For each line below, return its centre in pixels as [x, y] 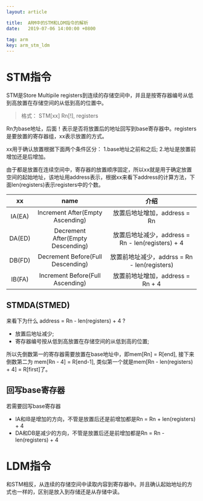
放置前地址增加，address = [151, 275]
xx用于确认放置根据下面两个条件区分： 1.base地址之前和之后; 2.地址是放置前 [101, 149]
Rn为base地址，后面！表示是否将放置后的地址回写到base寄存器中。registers [101, 129]
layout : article [27, 12]
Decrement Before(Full [70, 257]
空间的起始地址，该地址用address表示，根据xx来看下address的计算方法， [98, 177]
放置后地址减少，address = [151, 235]
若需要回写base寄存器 [34, 406]
